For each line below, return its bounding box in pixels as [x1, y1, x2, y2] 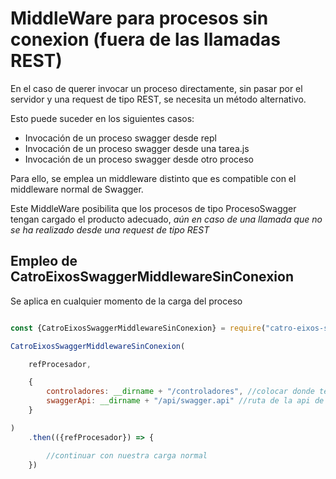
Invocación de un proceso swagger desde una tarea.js [24, 142, 250, 154]
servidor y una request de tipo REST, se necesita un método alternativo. [10, 93, 307, 105]
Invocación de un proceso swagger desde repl [24, 132, 217, 144]
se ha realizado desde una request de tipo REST [10, 223, 210, 236]
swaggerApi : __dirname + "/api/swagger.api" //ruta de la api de [46, 396, 325, 406]
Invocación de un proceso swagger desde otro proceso [24, 153, 254, 165]
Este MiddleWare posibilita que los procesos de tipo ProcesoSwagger [10, 202, 297, 214]
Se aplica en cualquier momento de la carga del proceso [10, 295, 243, 307]
